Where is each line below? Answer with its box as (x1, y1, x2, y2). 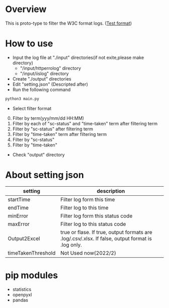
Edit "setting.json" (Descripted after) (12, 81, 88, 87)
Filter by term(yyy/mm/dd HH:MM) (12, 115, 84, 121)
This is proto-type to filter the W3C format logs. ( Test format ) (5, 20, 132, 26)
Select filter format (12, 105, 52, 111)
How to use (5, 38, 53, 49)
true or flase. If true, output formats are (60, 228, 152, 236)
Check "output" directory (12, 151, 65, 158)
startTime (8, 196, 31, 203)
